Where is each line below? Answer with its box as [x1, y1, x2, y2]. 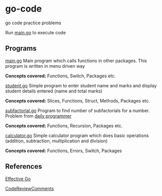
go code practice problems [5, 20, 61, 26]
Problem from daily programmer [5, 113, 72, 119]
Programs [5, 44, 37, 53]
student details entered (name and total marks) [5, 88, 103, 94]
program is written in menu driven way [5, 63, 86, 69]
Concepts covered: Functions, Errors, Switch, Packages [5, 148, 122, 154]
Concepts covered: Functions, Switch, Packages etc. [5, 73, 116, 79]
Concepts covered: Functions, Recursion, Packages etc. [5, 122, 123, 129]
